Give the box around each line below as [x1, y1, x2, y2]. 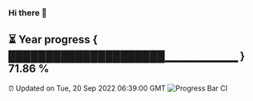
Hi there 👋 [8, 7, 48, 18]
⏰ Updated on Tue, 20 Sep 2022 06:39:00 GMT [8, 83, 167, 93]
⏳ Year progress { [8, 33, 98, 46]
